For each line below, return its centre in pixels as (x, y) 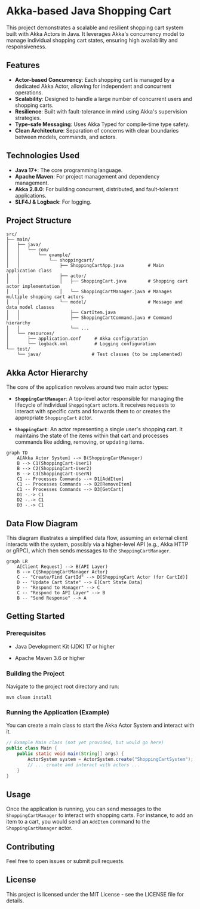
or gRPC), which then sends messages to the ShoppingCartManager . (89, 550)
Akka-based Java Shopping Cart (89, 11)
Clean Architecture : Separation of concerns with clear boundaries (97, 130)
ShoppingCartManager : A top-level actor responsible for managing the (99, 399)
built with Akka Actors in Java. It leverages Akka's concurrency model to (95, 33)
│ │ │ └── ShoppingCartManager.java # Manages (89, 292)
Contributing (30, 847)
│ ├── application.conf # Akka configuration (77, 339)
